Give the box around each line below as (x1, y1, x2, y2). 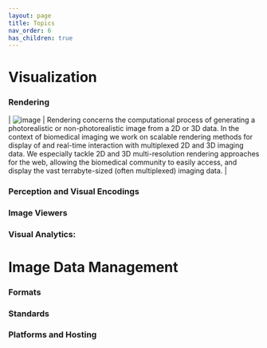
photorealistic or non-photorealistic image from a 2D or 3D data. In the (8, 123, 240, 132)
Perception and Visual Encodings (8, 185, 139, 196)
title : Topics (8, 19, 56, 27)
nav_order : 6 (8, 26, 52, 34)
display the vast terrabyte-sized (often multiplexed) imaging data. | (8, 165, 227, 176)
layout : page (8, 11, 52, 20)
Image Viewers (8, 207, 68, 218)
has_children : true (8, 34, 73, 42)
